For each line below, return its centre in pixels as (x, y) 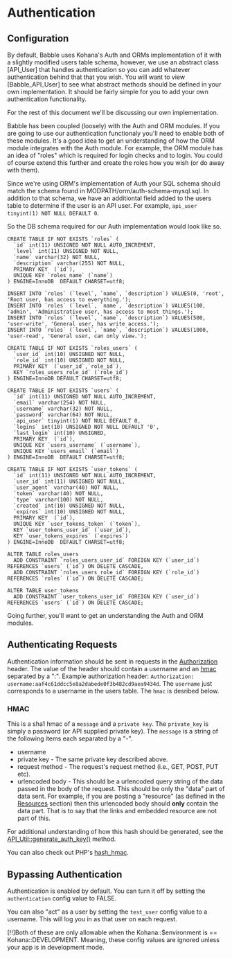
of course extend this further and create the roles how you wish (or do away (116, 163)
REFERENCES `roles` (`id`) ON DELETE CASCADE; (75, 578)
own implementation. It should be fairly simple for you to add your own (108, 92)
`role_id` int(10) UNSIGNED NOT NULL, (70, 360)
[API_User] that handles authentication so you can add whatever (99, 70)
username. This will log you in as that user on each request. (92, 919)
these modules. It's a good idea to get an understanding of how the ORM (111, 141)
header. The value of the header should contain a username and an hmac (112, 668)
